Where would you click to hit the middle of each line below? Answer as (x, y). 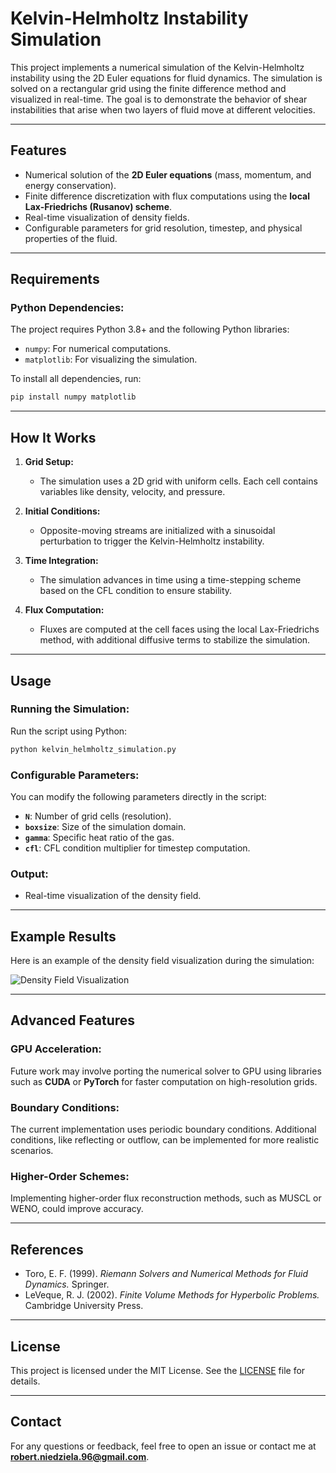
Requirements (55, 279)
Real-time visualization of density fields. (107, 217)
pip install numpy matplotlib (73, 397)
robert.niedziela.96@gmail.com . (80, 1456)
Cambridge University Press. (84, 1306)
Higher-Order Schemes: (70, 1176)
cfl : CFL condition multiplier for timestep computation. (137, 848)
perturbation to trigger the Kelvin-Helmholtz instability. (152, 541)
